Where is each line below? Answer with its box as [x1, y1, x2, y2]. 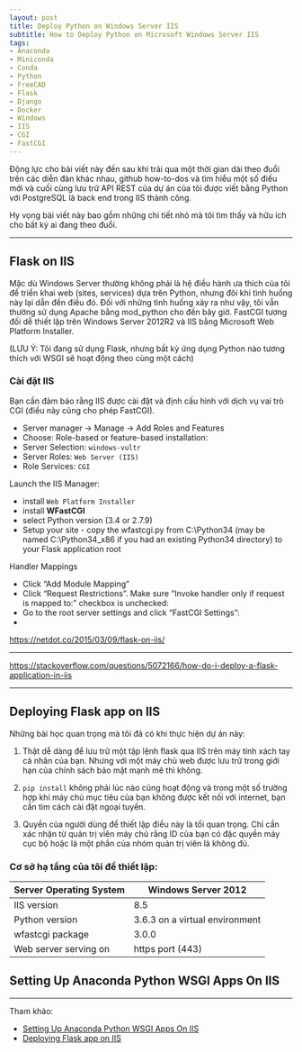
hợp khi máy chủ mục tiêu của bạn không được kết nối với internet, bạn [22, 792, 286, 803]
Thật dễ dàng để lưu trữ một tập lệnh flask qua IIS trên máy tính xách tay [22, 745, 290, 757]
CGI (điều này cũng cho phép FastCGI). [9, 404, 155, 415]
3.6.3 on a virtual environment [133, 913, 262, 926]
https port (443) [133, 942, 202, 955]
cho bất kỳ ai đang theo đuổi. [9, 219, 118, 230]
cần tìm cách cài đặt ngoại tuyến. [22, 801, 147, 812]
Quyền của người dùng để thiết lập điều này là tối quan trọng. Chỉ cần [22, 819, 280, 830]
